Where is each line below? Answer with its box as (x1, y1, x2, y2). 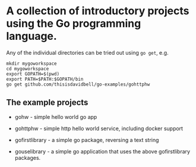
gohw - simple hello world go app (14, 113, 97, 120)
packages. (14, 154, 41, 161)
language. (6, 30, 58, 43)
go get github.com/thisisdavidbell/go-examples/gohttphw (6, 81, 150, 87)
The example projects (6, 97, 88, 108)
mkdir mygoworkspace (6, 61, 58, 67)
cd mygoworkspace (6, 65, 49, 72)
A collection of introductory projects (6, 4, 189, 18)
